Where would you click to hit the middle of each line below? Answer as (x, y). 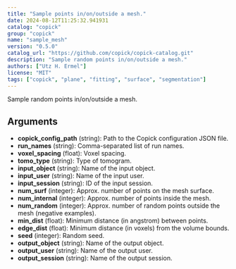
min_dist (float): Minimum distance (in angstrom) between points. (113, 221)
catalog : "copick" (34, 27)
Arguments (33, 121)
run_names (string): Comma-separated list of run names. (101, 146)
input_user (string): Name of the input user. (81, 176)
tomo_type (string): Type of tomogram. (74, 161)
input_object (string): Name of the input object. (86, 168)
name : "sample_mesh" (38, 40)
